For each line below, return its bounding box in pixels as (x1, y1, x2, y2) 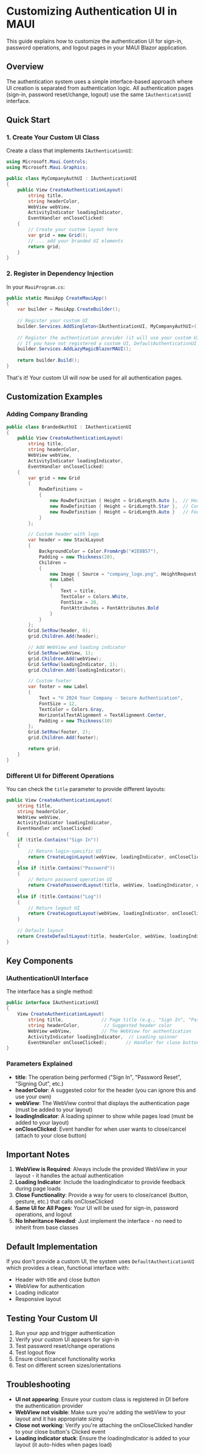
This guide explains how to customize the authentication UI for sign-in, (6, 37, 183, 45)
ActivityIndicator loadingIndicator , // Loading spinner (28, 1034, 178, 1040)
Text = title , (60, 588, 97, 594)
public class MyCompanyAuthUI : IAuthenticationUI (6, 176, 137, 182)
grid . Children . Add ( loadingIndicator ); (28, 667, 126, 673)
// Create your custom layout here (28, 227, 118, 233)
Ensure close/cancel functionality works (15, 1355, 116, 1363)
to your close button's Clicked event (15, 1428, 106, 1435)
